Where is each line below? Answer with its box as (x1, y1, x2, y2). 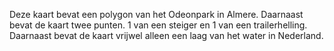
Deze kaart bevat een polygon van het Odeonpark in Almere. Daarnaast (9, 9, 304, 20)
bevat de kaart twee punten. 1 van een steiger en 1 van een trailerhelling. (9, 19, 308, 31)
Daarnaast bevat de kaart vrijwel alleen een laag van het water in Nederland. (9, 30, 324, 41)
